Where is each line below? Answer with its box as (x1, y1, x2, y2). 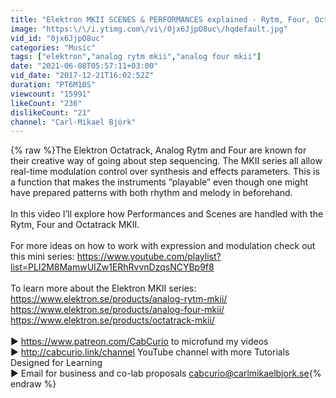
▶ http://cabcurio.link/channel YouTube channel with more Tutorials (10, 346, 290, 358)
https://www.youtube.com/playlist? (76, 251, 222, 263)
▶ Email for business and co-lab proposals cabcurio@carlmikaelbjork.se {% (10, 367, 322, 380)
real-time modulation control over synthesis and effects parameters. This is (10, 166, 320, 178)
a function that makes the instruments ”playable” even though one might (10, 176, 309, 188)
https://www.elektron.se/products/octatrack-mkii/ (10, 314, 215, 326)
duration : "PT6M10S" (10, 80, 97, 90)
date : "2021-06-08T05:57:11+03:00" (10, 61, 159, 71)
